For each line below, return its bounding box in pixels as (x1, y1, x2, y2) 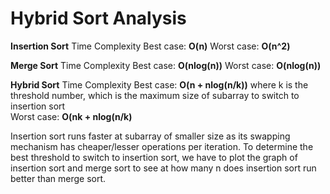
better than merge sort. (10, 172, 107, 184)
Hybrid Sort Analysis (10, 7, 187, 30)
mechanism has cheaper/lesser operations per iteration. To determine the (10, 140, 314, 152)
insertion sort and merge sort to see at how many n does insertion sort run (10, 162, 317, 174)
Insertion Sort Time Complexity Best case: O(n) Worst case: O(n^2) (10, 40, 291, 52)
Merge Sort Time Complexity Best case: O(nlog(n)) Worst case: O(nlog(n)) (10, 59, 322, 71)
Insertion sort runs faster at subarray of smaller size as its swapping (10, 130, 291, 142)
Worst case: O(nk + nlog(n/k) (10, 110, 133, 122)
